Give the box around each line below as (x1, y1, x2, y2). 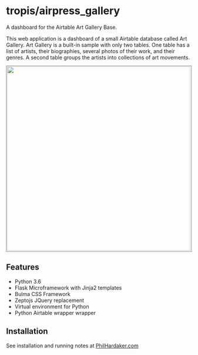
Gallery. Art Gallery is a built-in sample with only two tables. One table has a (6, 41, 190, 48)
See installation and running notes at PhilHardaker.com (6, 342, 139, 349)
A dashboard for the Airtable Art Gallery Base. (6, 24, 118, 31)
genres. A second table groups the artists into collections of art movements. (6, 54, 190, 61)
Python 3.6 (14, 278, 41, 285)
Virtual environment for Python (14, 303, 89, 310)
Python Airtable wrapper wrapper (14, 309, 96, 316)
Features (6, 262, 39, 272)
